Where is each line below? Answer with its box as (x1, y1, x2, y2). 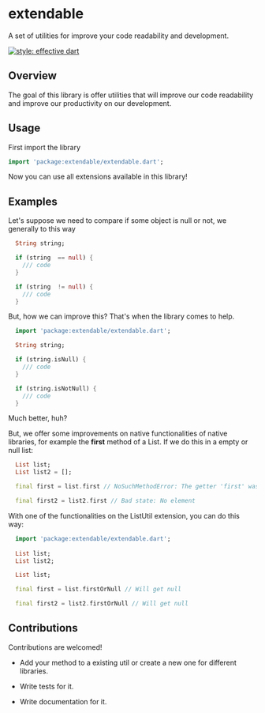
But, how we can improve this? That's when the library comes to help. (8, 311, 235, 321)
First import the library (8, 142, 81, 152)
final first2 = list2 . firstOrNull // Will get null (15, 600, 189, 608)
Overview (8, 69, 58, 83)
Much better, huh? (8, 413, 68, 423)
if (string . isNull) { (15, 356, 87, 364)
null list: (8, 446, 34, 455)
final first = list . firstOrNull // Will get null (15, 586, 181, 594)
